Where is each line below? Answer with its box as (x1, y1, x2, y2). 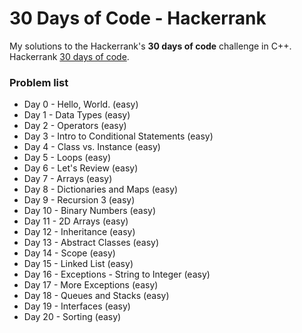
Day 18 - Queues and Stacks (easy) (23, 290, 170, 302)
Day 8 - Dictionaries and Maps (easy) (23, 183, 179, 196)
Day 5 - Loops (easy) (23, 152, 112, 164)
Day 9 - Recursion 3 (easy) (23, 194, 136, 206)
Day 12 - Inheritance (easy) (23, 226, 136, 238)
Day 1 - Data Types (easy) (23, 109, 131, 121)
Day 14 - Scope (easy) (23, 247, 116, 259)
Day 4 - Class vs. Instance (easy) (23, 141, 161, 153)
